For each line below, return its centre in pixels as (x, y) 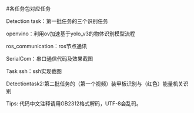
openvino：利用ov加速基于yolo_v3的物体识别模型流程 (71, 34)
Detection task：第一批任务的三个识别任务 (57, 21)
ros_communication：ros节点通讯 (46, 46)
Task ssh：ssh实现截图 (34, 71)
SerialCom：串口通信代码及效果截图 (50, 59)
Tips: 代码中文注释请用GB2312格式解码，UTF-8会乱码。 (74, 104)
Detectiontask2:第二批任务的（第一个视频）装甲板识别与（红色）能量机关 (95, 84)
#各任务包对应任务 (29, 9)
